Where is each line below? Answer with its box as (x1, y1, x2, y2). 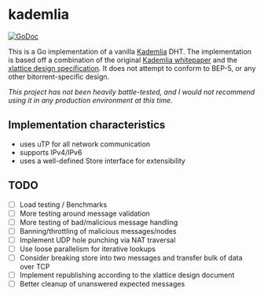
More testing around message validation (19, 209, 151, 218)
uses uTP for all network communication (19, 139, 151, 149)
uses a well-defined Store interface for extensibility (19, 156, 186, 165)
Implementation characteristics (8, 118, 166, 131)
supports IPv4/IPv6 (19, 147, 82, 157)
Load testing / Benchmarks (19, 199, 108, 209)
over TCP (19, 262, 50, 271)
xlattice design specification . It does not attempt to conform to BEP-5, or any (8, 63, 256, 72)
